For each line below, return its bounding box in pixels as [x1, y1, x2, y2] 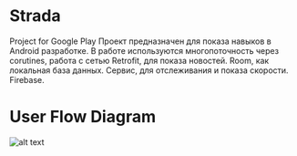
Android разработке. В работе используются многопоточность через [9, 45, 280, 56]
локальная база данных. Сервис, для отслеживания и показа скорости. [9, 65, 289, 76]
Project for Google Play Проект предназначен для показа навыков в [9, 36, 271, 47]
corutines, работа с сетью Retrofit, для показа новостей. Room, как [9, 55, 270, 66]
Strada [9, 5, 61, 26]
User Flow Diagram [9, 107, 157, 128]
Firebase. [9, 74, 46, 85]
